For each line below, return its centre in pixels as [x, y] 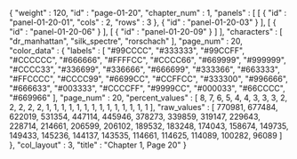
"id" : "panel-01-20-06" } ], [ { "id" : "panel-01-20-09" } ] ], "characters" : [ [146, 32]
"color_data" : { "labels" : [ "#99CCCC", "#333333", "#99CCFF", [127, 51]
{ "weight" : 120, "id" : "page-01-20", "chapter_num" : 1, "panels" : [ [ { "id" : [148, 13]
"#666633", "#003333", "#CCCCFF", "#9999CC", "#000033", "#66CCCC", [148, 88]
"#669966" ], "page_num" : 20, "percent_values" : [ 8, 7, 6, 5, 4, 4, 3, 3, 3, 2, [148, 98]
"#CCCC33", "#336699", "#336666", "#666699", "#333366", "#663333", [144, 69]
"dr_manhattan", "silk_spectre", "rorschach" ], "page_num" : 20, [126, 41]
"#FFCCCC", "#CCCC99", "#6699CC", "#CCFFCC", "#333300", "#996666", [149, 79]
